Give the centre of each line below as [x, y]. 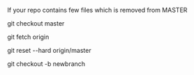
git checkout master [36, 23]
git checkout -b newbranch [46, 64]
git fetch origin [28, 37]
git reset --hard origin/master [50, 50]
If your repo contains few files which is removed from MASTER [97, 10]
